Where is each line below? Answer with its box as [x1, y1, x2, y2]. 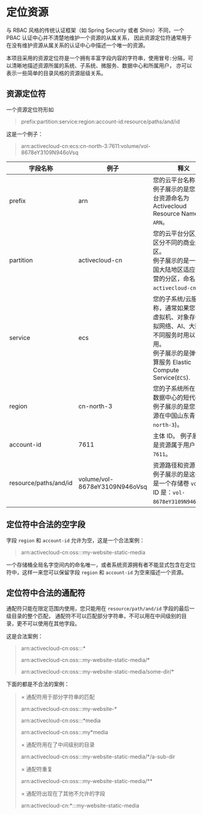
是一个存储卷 [153, 479, 189, 488]
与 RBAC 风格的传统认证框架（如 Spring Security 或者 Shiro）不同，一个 [6, 26, 185, 34]
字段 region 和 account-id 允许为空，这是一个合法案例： [6, 536, 145, 544]
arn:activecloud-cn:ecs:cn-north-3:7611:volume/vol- [20, 142, 151, 149]
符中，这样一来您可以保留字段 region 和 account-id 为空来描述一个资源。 [6, 568, 188, 575]
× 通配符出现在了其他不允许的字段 [20, 790, 105, 798]
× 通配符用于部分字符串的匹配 [20, 693, 95, 701]
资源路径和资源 [153, 461, 195, 469]
